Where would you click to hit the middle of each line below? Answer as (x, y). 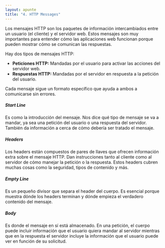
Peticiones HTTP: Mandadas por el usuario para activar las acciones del (86, 63)
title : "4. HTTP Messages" (33, 14)
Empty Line (17, 179)
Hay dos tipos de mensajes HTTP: (40, 54)
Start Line (16, 105)
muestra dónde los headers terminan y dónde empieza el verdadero (74, 197)
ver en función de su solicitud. (36, 241)
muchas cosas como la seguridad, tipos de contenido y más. (67, 167)
